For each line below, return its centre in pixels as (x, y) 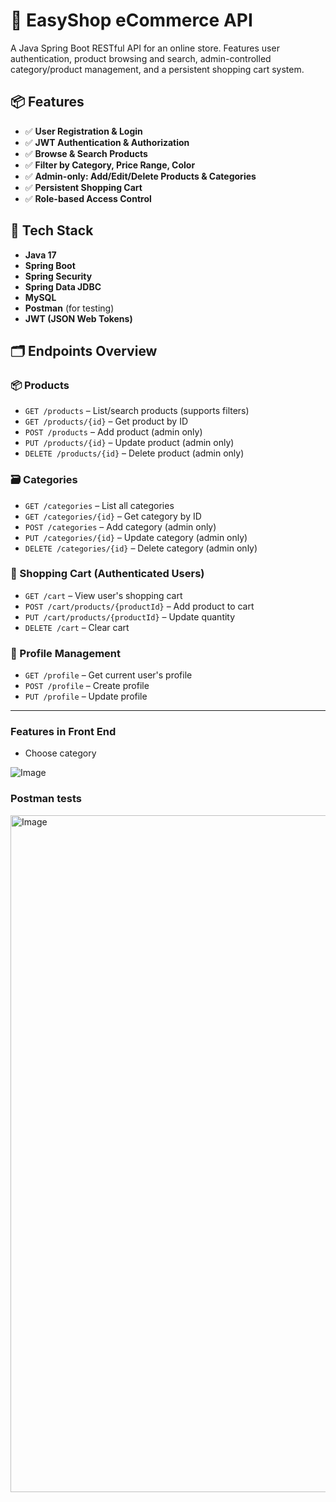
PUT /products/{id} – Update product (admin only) (129, 443)
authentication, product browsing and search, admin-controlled (141, 58)
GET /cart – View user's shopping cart (103, 595)
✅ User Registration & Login (83, 131)
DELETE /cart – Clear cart (77, 627)
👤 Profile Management (65, 653)
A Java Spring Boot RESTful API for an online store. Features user (145, 48)
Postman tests (46, 799)
